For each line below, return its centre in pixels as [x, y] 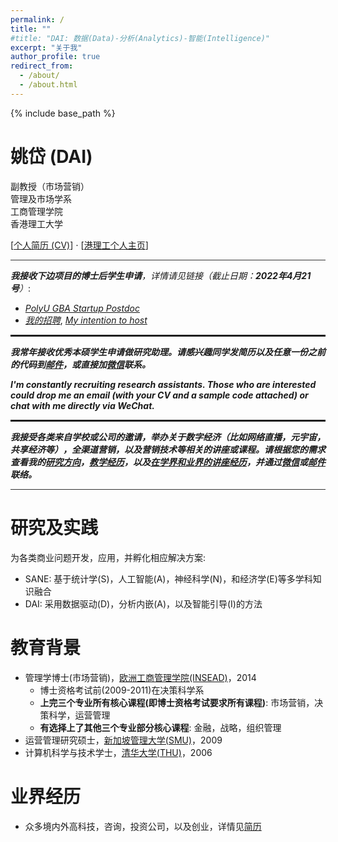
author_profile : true [55, 57]
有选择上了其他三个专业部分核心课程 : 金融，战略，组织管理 [160, 727]
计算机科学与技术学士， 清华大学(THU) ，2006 [118, 752]
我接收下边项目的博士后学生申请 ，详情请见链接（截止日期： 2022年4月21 [161, 275]
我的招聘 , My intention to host [86, 320]
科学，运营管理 [79, 715]
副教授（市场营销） [50, 186]
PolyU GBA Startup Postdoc [82, 308]
